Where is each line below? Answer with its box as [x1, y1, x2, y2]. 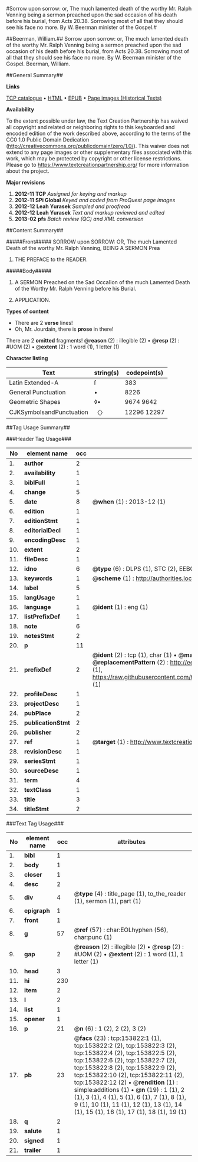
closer [24, 871, 42, 878]
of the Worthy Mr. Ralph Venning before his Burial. [14, 285, 137, 292]
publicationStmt [24, 719, 71, 727]
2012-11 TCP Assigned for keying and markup [14, 190, 127, 197]
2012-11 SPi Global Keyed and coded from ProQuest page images [14, 197, 176, 203]
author [24, 459, 44, 468]
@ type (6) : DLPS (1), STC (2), [92, 565, 178, 572]
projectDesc [24, 700, 60, 707]
